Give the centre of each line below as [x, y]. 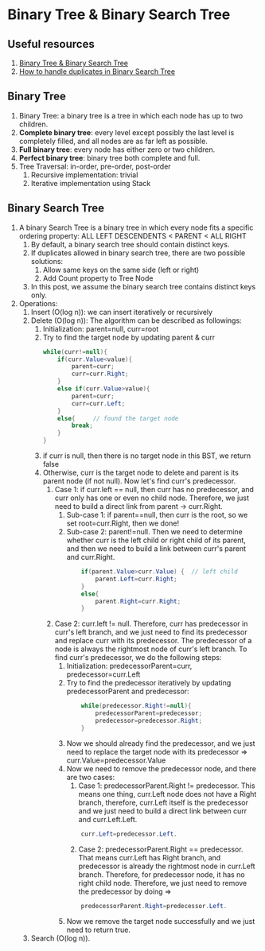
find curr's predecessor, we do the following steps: [138, 658]
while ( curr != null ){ [75, 351]
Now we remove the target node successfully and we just [161, 921]
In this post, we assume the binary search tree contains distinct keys [143, 286]
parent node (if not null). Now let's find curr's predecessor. [139, 481]
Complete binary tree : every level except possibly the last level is [127, 132]
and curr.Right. [91, 557]
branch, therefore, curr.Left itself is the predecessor [163, 802]
